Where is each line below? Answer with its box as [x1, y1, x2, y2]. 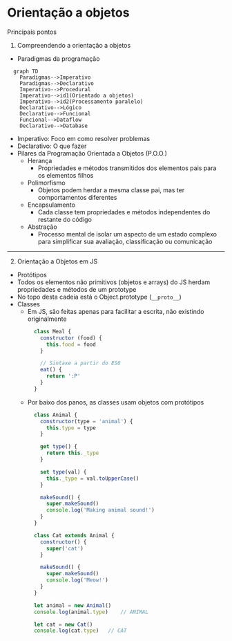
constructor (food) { [40, 334, 102, 342]
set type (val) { [40, 468, 87, 475]
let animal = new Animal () [33, 602, 112, 609]
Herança [27, 156, 52, 165]
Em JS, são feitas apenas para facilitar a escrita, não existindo [27, 307, 204, 315]
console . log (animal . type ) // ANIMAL [33, 609, 148, 615]
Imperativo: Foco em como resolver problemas [17, 134, 151, 142]
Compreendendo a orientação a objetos [17, 41, 131, 49]
